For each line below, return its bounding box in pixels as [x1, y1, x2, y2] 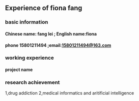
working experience [5, 54, 54, 61]
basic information [5, 19, 48, 26]
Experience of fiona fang [5, 4, 83, 12]
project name [5, 67, 33, 73]
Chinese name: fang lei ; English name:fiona [5, 31, 97, 36]
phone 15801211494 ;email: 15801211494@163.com [5, 42, 111, 48]
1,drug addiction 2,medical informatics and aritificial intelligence [5, 90, 134, 96]
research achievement [5, 79, 60, 86]
